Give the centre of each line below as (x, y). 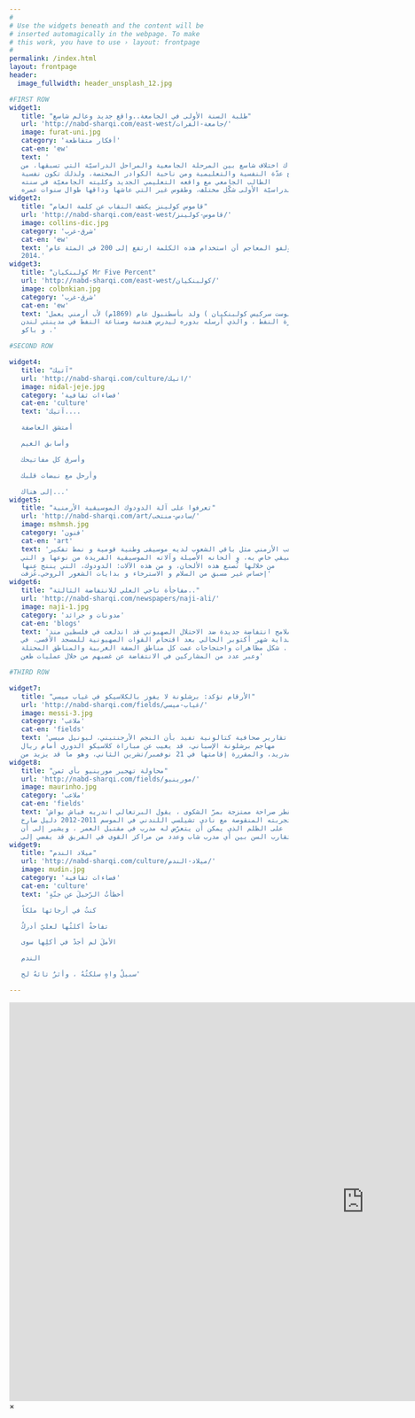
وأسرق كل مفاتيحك (53, 459)
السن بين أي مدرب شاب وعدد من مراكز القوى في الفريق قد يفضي (152, 837)
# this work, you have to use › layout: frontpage (105, 42)
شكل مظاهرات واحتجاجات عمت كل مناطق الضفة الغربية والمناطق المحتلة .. (156, 648)
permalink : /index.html (53, 58)
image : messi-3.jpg (57, 713)
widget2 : (25, 199)
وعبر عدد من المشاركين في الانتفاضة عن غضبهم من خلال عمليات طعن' (142, 657)
